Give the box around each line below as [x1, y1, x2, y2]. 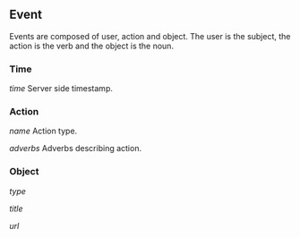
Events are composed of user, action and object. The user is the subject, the [9, 30, 291, 41]
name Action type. [9, 125, 78, 137]
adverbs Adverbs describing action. [9, 143, 141, 154]
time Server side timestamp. [9, 83, 114, 94]
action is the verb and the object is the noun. [9, 40, 175, 51]
